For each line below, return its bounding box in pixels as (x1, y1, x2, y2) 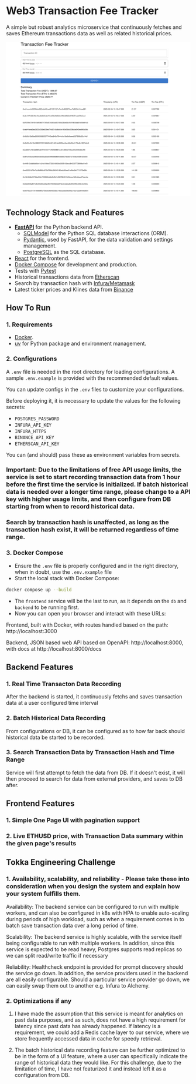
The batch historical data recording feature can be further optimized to (14, 1046, 185, 1053)
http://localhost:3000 (6, 627, 57, 634)
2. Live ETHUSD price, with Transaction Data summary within (6, 832, 183, 840)
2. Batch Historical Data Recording (6, 714, 106, 722)
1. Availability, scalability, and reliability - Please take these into (6, 875, 190, 883)
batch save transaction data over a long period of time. (6, 922, 139, 929)
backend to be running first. (14, 604, 80, 611)
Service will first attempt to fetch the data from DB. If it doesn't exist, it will (6, 769, 185, 776)
